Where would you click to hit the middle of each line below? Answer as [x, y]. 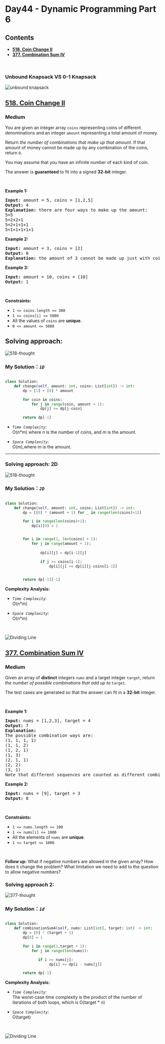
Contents [20, 38]
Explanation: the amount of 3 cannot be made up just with [78, 258]
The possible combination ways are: [49, 735]
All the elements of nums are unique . [48, 837]
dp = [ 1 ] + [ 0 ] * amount [48, 391]
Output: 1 [17, 282]
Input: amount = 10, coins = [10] [47, 277]
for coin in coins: [43, 399]
